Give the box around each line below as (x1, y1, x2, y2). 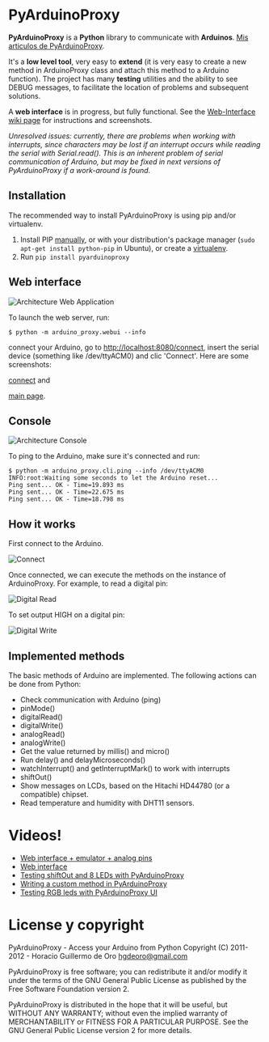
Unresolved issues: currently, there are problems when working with (8, 131, 236, 141)
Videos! (8, 827, 62, 845)
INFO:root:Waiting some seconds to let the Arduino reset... (8, 474, 219, 482)
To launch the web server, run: (8, 312, 111, 322)
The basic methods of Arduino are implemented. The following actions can (8, 671, 257, 680)
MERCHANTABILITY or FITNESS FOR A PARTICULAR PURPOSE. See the (8, 1017, 249, 1027)
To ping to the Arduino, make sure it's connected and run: (8, 451, 200, 461)
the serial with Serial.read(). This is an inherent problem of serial (8, 148, 224, 158)
